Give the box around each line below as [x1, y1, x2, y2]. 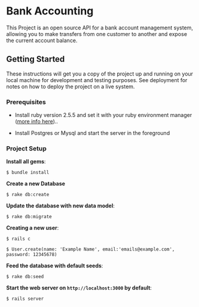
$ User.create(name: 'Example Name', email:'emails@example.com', [6, 246, 175, 252]
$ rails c [6, 236, 31, 242]
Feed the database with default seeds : [6, 262, 103, 269]
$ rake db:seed [6, 274, 44, 280]
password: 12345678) [6, 252, 58, 258]
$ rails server [6, 296, 44, 302]
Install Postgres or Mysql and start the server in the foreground [14, 130, 170, 137]
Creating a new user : [6, 224, 59, 231]
